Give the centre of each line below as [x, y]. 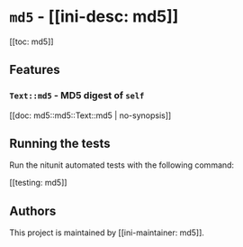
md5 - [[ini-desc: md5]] [94, 17]
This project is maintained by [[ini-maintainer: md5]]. [107, 233]
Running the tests [60, 144]
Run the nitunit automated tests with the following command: [122, 165]
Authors [33, 210]
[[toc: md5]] [31, 41]
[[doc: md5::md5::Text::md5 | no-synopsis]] [90, 115]
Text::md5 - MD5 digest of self [77, 96]
